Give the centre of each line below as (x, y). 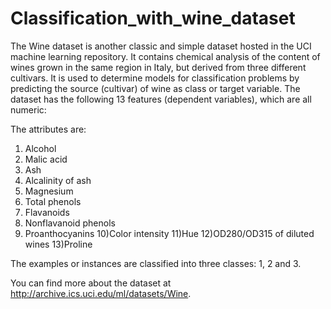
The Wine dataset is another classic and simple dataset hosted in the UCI (161, 46)
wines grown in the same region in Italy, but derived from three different (158, 67)
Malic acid (46, 159)
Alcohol (40, 148)
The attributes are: (48, 129)
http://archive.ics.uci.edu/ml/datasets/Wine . (101, 293)
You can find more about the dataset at (91, 283)
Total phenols (53, 201)
